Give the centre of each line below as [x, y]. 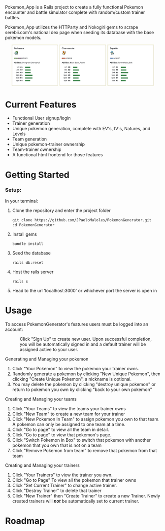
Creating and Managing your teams [41, 399]
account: [14, 329]
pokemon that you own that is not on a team [57, 445]
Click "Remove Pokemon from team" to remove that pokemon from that [84, 450]
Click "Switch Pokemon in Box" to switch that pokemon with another [82, 440]
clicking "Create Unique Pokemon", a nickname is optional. [72, 379]
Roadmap [25, 521]
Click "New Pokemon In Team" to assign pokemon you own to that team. [86, 419]
